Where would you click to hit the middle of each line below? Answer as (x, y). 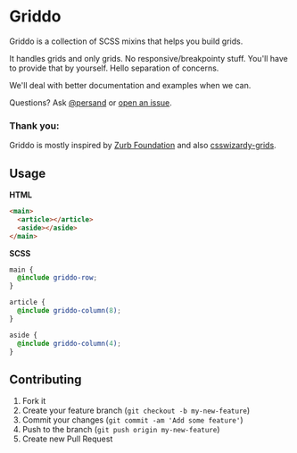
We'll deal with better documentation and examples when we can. (130, 85)
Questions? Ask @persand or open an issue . (91, 102)
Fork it (34, 401)
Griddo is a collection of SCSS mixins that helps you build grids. (126, 41)
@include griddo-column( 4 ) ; (70, 343)
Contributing (45, 379)
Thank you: (34, 125)
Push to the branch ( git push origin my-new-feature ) (121, 430)
